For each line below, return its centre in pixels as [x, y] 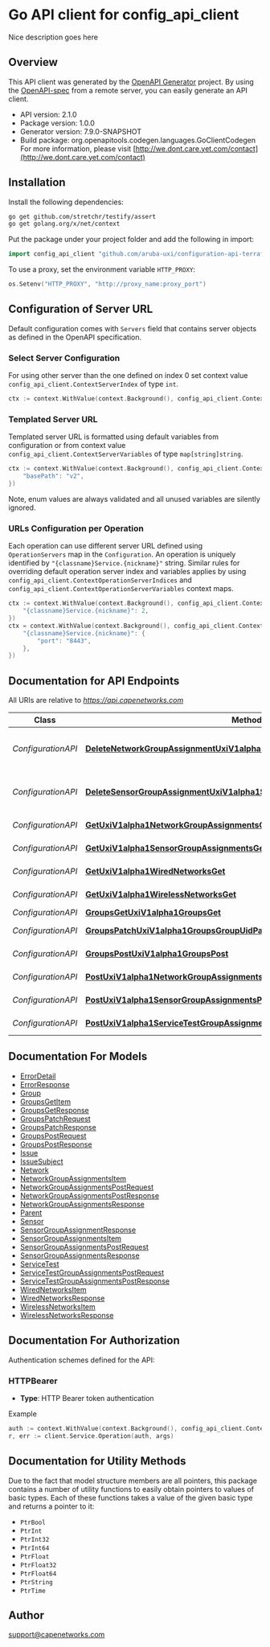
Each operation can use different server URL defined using [106, 546]
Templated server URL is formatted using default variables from [114, 437]
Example [23, 1414]
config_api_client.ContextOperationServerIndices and [100, 580]
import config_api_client [51, 254]
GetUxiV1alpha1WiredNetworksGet [155, 872]
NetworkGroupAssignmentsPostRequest [87, 1187]
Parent [31, 1213]
